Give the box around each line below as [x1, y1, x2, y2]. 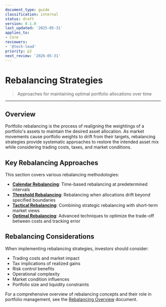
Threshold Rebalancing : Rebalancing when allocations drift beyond [12, 192, 151, 198]
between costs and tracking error [12, 218, 81, 224]
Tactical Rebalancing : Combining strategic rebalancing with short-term [12, 202, 158, 208]
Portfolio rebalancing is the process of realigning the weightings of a [5, 123, 144, 129]
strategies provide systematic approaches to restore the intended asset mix [5, 139, 159, 145]
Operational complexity [12, 271, 60, 277]
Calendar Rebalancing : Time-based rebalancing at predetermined [12, 181, 148, 187]
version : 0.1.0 [5, 21, 37, 26]
